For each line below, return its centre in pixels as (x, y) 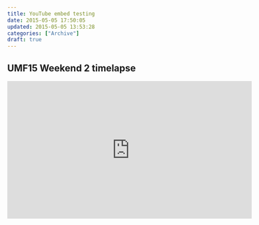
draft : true (24, 40)
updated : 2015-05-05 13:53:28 (51, 27)
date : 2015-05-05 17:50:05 (46, 20)
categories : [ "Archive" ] (43, 33)
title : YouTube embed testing (51, 14)
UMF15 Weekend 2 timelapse (72, 68)
